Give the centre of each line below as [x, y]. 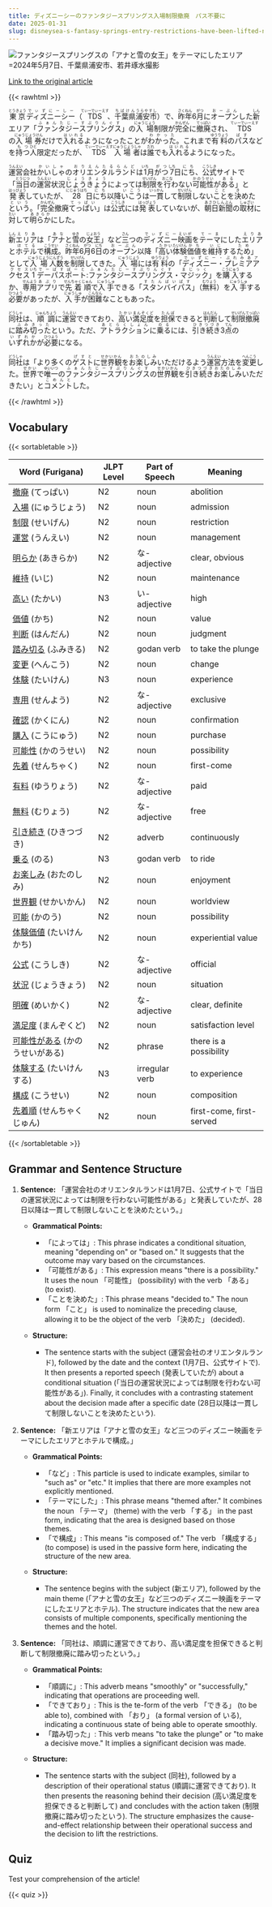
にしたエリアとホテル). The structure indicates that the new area [152, 1608]
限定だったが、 [62, 152]
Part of [160, 467]
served [203, 1122]
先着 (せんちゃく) [45, 766]
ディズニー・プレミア [217, 264]
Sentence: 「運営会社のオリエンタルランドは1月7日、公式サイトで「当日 [141, 1190]
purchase [208, 735]
